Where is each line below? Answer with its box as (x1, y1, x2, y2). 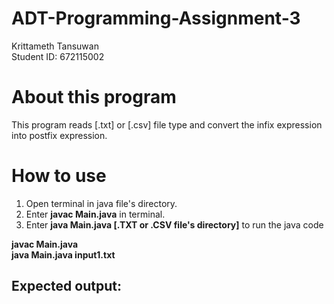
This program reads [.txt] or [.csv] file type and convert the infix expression (11, 118, 323, 131)
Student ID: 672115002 (11, 50, 105, 62)
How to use (11, 165, 107, 187)
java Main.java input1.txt (11, 248, 116, 261)
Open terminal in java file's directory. (25, 197, 178, 209)
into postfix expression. (11, 129, 108, 141)
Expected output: (11, 278, 122, 295)
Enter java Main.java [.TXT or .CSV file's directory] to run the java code (25, 218, 324, 231)
